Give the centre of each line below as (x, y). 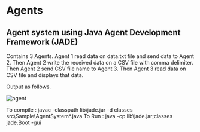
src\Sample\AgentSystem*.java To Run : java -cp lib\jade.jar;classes (90, 116)
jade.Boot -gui (24, 122)
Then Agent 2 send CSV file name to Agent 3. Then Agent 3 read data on (96, 69)
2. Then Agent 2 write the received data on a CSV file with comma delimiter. (100, 62)
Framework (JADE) (42, 42)
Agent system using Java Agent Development (93, 33)
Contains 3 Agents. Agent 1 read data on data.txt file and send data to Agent (100, 56)
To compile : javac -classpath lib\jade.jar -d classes (69, 110)
